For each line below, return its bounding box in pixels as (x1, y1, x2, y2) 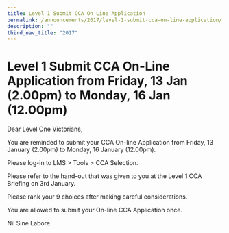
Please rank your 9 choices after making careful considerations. (7, 193, 188, 201)
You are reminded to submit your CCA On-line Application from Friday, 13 (7, 138, 214, 147)
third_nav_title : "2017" (7, 29, 78, 36)
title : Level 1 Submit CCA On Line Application (7, 10, 146, 17)
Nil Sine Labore (7, 219, 50, 228)
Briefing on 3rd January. (7, 180, 76, 188)
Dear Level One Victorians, (7, 125, 83, 134)
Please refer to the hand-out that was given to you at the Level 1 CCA (7, 172, 202, 180)
